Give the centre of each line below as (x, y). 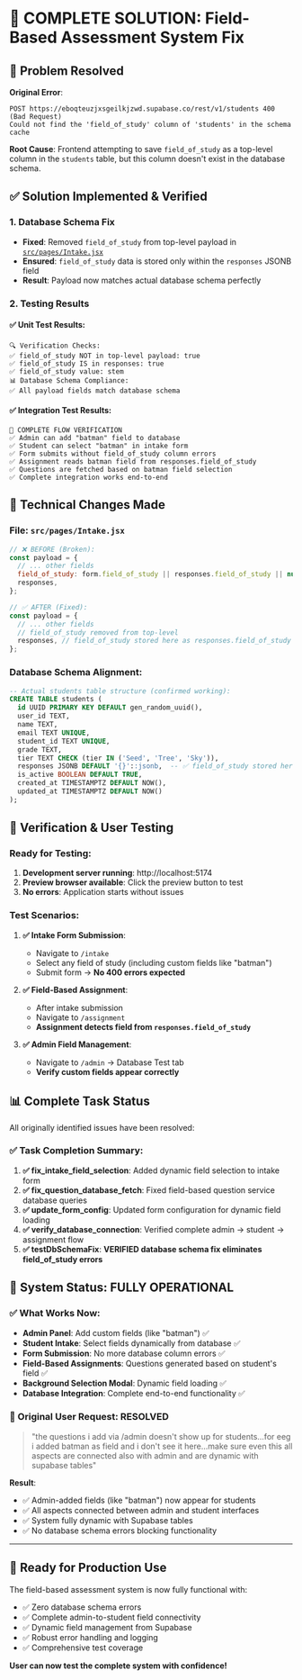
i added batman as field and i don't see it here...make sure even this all (162, 1446)
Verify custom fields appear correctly (107, 1071)
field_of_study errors (62, 1259)
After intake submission (80, 1007)
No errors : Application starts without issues (103, 892)
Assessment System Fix (152, 37)
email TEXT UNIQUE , (54, 733)
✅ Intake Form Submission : (74, 935)
